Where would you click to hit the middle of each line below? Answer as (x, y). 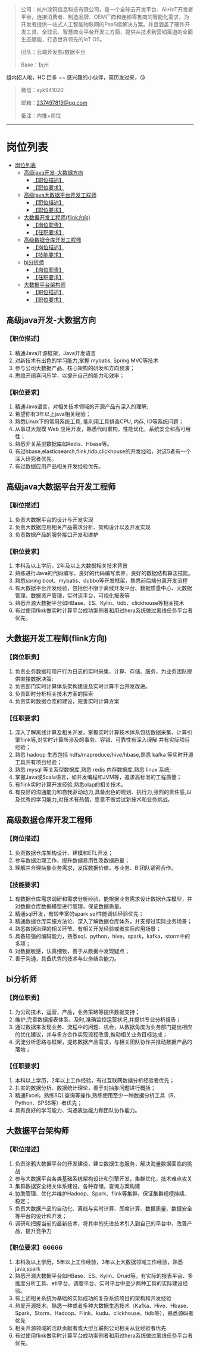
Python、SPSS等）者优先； (49, 1103)
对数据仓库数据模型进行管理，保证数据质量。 (70, 906)
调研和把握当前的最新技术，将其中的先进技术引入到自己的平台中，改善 (101, 1223)
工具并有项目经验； (38, 762)
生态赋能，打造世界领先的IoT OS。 (63, 39)
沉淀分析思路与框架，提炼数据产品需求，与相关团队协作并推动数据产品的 (103, 1042)
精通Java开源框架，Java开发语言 (55, 353)
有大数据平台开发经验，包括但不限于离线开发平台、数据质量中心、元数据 (103, 588)
